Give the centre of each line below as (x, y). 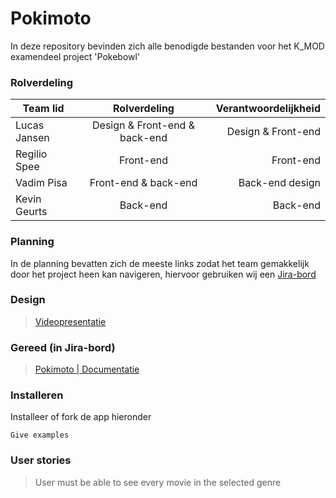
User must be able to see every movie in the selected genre (158, 482)
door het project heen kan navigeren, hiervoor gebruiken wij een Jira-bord (163, 274)
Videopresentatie (70, 321)
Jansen (32, 138)
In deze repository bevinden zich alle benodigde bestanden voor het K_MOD (167, 46)
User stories (41, 460)
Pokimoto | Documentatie (87, 369)
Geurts (31, 212)
